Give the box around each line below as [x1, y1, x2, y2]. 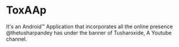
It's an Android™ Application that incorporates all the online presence [6, 23, 173, 30]
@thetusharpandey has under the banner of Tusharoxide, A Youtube [6, 29, 172, 36]
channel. [6, 35, 28, 42]
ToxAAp [6, 4, 47, 17]
